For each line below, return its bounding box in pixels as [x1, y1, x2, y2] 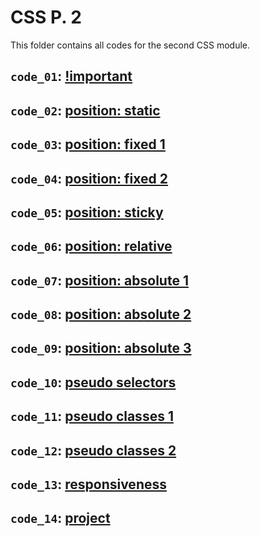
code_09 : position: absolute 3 [10, 340, 192, 357]
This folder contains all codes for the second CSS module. [10, 39, 251, 51]
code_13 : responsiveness [10, 476, 167, 493]
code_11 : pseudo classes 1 [10, 408, 174, 425]
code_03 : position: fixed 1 [10, 136, 166, 153]
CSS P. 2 [10, 6, 82, 29]
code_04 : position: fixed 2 [10, 170, 169, 187]
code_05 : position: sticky [10, 204, 164, 221]
